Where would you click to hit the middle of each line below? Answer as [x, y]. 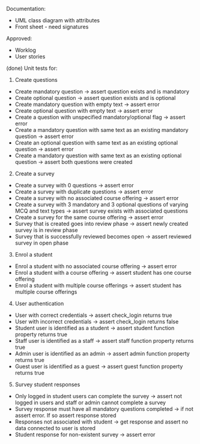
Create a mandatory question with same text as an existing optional [98, 155]
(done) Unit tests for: [32, 68]
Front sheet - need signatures [52, 27]
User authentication [39, 303]
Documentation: [26, 9]
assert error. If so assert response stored [65, 415]
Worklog [25, 50]
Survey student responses [47, 384]
